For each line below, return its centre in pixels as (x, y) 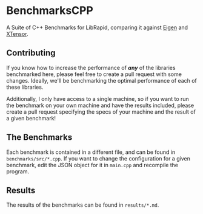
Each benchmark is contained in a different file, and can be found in (91, 152)
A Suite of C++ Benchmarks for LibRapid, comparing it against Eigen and (97, 27)
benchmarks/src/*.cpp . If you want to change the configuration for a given (98, 158)
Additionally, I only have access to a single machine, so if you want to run (98, 98)
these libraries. (25, 87)
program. (18, 171)
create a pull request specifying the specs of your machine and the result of (101, 112)
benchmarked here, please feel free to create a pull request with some (94, 74)
